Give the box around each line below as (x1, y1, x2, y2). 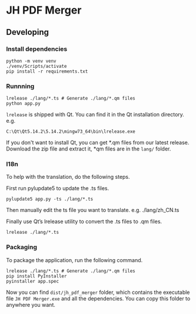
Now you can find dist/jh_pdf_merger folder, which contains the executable (6, 289, 190, 296)
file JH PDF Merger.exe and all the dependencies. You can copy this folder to (6, 295, 191, 302)
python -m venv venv (6, 58, 57, 64)
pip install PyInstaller (6, 273, 67, 279)
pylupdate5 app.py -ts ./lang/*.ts (6, 196, 94, 202)
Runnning (6, 82, 35, 90)
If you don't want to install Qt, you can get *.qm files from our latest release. (6, 139, 190, 146)
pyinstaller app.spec (6, 278, 59, 284)
